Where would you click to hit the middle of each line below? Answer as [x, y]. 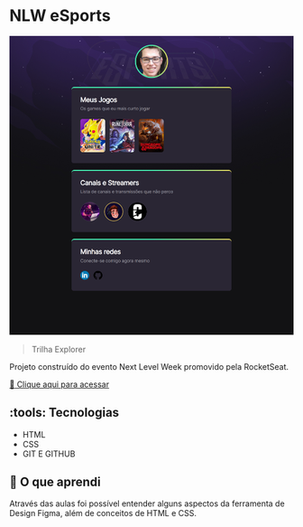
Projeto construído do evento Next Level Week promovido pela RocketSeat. [149, 366]
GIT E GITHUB [49, 454]
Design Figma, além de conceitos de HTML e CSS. [103, 513]
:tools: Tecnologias [64, 413]
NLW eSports [60, 16]
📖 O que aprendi [55, 481]
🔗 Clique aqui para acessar [60, 384]
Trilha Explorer [59, 349]
